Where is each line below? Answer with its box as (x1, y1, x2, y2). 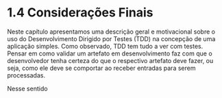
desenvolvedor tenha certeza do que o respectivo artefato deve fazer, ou (7, 56, 214, 64)
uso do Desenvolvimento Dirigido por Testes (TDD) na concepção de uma (7, 34, 216, 42)
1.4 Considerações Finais (7, 5, 153, 21)
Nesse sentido (7, 84, 48, 93)
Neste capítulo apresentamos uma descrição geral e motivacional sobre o (7, 27, 216, 36)
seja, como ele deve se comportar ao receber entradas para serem (7, 64, 196, 72)
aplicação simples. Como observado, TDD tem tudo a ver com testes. (7, 42, 203, 50)
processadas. (7, 71, 46, 79)
